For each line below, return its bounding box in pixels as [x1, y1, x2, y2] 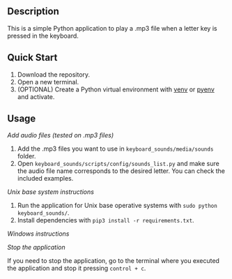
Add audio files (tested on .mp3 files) [7, 131, 114, 139]
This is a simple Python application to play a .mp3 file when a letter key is [7, 24, 217, 32]
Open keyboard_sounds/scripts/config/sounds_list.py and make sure [17, 160, 219, 168]
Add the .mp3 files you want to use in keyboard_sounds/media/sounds [17, 144, 214, 153]
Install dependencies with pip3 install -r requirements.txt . [17, 216, 194, 225]
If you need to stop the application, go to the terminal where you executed [7, 257, 219, 265]
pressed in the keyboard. [7, 31, 79, 40]
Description [7, 6, 59, 17]
